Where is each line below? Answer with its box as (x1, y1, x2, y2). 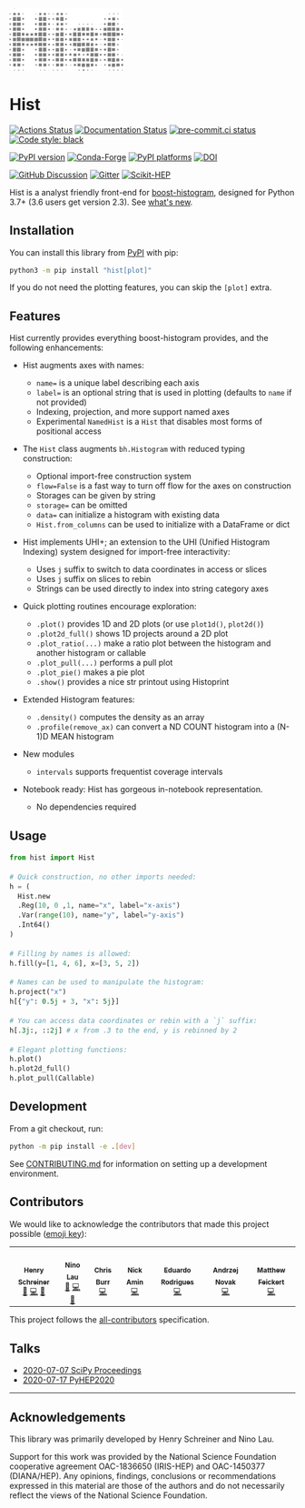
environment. (9, 1168, 59, 1179)
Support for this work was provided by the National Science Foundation (9, 1452, 277, 1463)
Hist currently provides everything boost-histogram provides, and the (9, 333, 270, 344)
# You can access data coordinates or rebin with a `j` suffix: (9, 1016, 258, 1025)
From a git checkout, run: (9, 1122, 103, 1134)
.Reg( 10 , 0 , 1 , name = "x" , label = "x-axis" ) (17, 901, 181, 910)
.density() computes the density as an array (35, 712, 205, 723)
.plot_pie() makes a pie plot (35, 667, 145, 678)
